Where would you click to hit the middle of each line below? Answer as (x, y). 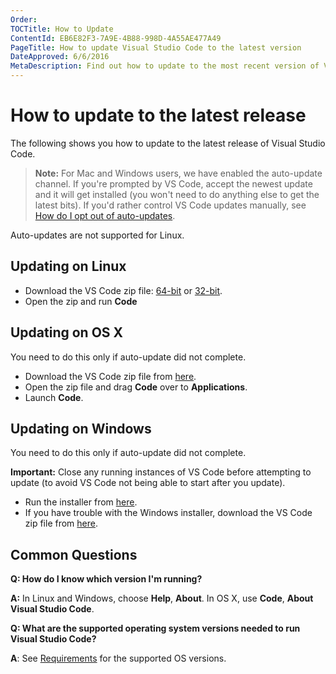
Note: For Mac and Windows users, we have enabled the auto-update (178, 173)
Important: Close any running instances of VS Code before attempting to (161, 472)
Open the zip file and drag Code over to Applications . (136, 387)
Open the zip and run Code (81, 301)
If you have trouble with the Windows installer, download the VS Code (168, 513)
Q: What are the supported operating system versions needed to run (155, 628)
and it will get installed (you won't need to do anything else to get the (177, 194)
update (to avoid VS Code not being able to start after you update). (148, 483)
